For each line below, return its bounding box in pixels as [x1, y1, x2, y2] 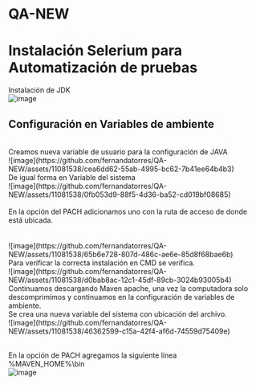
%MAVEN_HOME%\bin [8, 358, 85, 368]
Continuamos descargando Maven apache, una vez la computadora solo [8, 283, 249, 293]
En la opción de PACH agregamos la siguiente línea [8, 350, 177, 360]
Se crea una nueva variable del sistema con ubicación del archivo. [8, 309, 227, 318]
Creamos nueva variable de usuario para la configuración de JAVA [8, 146, 228, 157]
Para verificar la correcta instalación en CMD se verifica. [8, 258, 195, 268]
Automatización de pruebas [8, 59, 198, 77]
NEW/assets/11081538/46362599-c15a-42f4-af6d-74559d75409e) [8, 326, 230, 336]
